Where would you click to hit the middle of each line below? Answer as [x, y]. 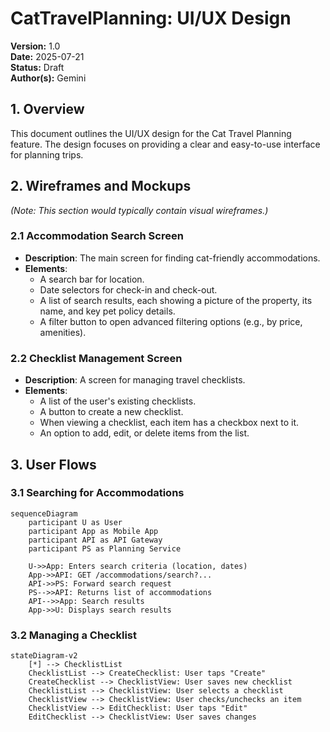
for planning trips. [47, 154]
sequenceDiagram [44, 513]
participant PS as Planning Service [105, 548]
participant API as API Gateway [95, 540]
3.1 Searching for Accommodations [97, 493]
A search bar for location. [92, 279]
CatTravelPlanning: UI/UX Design [151, 18]
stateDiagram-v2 [44, 656]
